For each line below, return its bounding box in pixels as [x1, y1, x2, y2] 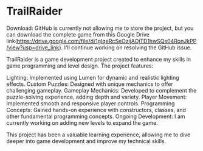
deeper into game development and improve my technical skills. [6, 137, 166, 144]
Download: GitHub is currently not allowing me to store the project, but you [6, 24, 194, 32]
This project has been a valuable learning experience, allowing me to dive [6, 131, 191, 138]
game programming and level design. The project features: [6, 62, 154, 69]
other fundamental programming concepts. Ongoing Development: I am [6, 113, 185, 120]
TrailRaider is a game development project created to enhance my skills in [6, 55, 191, 63]
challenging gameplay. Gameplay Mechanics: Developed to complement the [6, 86, 197, 94]
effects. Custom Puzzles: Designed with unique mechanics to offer [6, 80, 173, 88]
